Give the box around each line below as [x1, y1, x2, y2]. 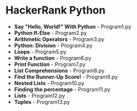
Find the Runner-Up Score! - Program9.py [14, 73, 118, 80]
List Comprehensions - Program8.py [14, 67, 105, 74]
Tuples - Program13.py [14, 98, 70, 105]
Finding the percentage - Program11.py [14, 86, 110, 93]
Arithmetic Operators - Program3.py [14, 35, 105, 43]
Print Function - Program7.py [14, 60, 86, 68]
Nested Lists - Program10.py [14, 79, 85, 86]
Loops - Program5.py [14, 48, 67, 55]
